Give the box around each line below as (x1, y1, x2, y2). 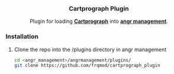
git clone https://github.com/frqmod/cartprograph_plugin (14, 63, 160, 69)
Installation (5, 32, 39, 41)
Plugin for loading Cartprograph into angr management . (30, 18, 168, 25)
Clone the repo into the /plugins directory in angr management (14, 46, 167, 53)
